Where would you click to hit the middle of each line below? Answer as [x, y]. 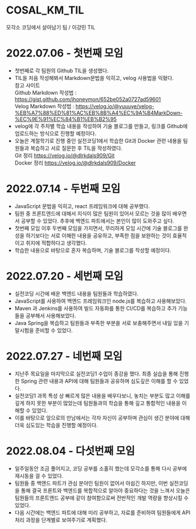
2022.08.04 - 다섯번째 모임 [70, 451]
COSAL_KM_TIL [45, 10]
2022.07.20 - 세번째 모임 [65, 276]
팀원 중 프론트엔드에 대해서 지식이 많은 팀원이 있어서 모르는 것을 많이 [93, 213]
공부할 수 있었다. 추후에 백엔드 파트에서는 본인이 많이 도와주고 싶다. [97, 220]
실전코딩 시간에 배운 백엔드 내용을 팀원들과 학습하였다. [77, 293]
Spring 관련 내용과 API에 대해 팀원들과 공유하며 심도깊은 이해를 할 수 [99, 381]
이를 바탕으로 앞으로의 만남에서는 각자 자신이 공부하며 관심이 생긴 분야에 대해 [102, 417]
